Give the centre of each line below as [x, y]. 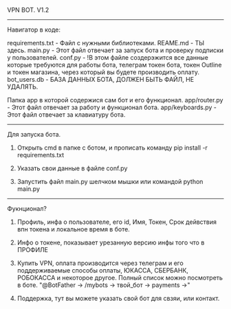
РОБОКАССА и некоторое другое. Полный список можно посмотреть [120, 278]
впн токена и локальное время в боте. [74, 229]
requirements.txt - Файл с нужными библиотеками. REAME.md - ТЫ [106, 43]
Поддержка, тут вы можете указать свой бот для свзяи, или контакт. [118, 298]
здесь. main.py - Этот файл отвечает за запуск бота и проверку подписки [115, 50]
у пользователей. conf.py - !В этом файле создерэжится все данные [108, 57]
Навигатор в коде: [34, 30]
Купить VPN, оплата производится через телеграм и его [100, 263]
